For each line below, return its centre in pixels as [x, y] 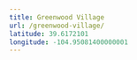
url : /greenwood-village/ [57, 26]
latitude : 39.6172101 [49, 34]
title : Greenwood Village [57, 17]
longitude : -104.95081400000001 [68, 42]
